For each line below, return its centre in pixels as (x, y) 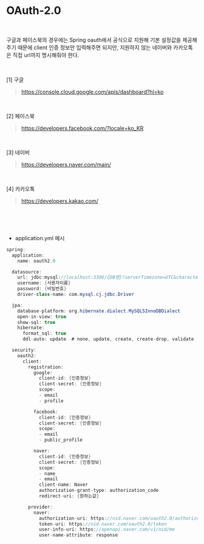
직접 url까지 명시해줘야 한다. (46, 55)
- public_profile (61, 440)
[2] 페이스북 (21, 116)
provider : (40, 507)
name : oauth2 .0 (36, 261)
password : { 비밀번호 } (42, 289)
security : (24, 350)
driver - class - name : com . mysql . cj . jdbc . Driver (76, 295)
